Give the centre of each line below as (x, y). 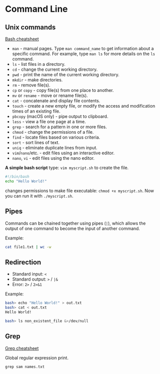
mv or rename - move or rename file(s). (50, 95)
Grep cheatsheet (22, 348)
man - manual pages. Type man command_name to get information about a (83, 48)
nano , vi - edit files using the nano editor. (53, 158)
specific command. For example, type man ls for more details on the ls (84, 54)
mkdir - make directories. (37, 80)
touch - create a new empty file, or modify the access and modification (84, 106)
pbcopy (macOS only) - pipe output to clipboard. (60, 116)
